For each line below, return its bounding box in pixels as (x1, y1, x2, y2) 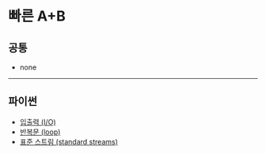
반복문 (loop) (19, 127, 61, 137)
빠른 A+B (8, 7, 66, 25)
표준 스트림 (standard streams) (19, 137, 119, 146)
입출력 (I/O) (19, 117, 57, 126)
